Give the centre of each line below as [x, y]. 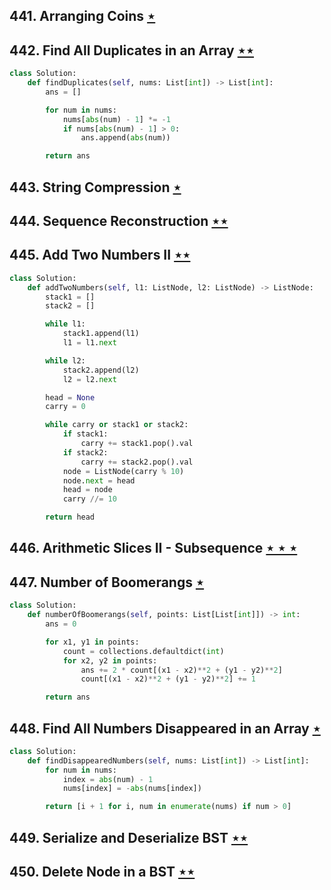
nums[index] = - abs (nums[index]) [132, 789]
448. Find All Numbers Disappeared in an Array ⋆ [165, 728]
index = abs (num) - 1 [108, 779]
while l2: [65, 360]
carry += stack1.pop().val [137, 444]
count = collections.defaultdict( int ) [143, 651]
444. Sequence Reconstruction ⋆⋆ [119, 220]
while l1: [65, 324]
